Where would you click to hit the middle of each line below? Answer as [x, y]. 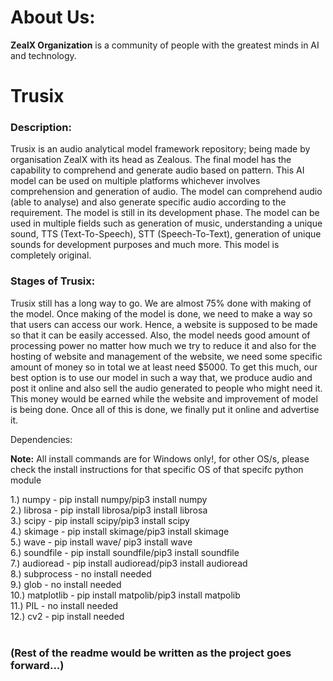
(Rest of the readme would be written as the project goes [151, 653]
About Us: [53, 17]
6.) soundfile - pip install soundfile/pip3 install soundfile [125, 552]
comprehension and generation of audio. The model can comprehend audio [166, 192]
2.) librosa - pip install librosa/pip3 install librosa [109, 510]
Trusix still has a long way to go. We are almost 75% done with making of [161, 303]
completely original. [51, 255]
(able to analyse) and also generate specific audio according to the [148, 202]
